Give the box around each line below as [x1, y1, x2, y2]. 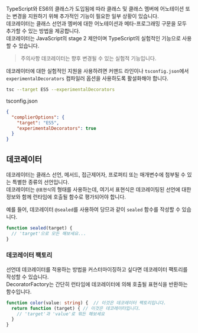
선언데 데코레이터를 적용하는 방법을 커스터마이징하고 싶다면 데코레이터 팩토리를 [6, 265, 188, 273]
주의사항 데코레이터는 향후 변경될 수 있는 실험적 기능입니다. [20, 55, 157, 62]
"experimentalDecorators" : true [17, 125, 96, 132]
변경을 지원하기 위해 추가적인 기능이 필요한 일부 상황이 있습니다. [12, 12, 159, 20]
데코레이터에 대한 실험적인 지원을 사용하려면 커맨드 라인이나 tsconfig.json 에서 [6, 68, 189, 74]
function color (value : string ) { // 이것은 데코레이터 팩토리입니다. [6, 300, 167, 306]
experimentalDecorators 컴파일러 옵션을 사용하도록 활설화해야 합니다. [6, 75, 168, 82]
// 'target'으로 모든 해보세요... [11, 230, 87, 236]
